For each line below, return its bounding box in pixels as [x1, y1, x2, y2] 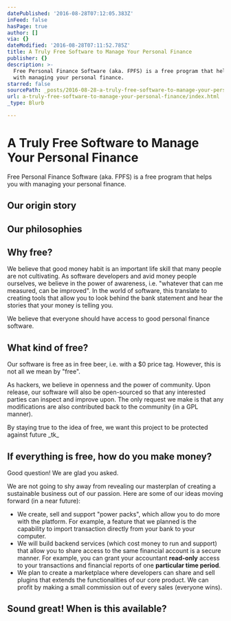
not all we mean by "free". [7, 367, 81, 375]
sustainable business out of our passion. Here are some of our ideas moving [7, 490, 223, 498]
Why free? [7, 246, 53, 258]
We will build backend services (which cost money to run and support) [16, 539, 218, 547]
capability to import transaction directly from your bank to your [16, 525, 196, 533]
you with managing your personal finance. [7, 179, 126, 188]
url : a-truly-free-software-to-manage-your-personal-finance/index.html [7, 94, 220, 100]
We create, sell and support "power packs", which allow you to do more [16, 510, 220, 519]
